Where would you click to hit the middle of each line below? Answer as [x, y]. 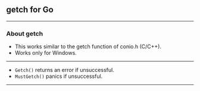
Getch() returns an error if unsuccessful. [64, 70]
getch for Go [30, 10]
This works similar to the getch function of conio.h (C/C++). [88, 46]
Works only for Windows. [46, 53]
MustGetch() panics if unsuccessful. [59, 76]
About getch [25, 33]
